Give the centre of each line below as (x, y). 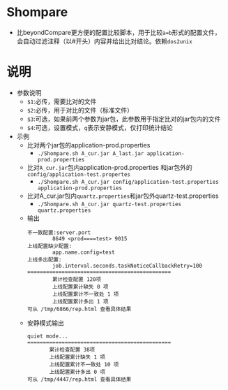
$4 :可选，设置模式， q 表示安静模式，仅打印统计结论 (100, 127)
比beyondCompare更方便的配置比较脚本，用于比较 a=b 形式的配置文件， (119, 32)
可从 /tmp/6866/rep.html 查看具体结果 (79, 309)
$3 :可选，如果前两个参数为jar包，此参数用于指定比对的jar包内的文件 (124, 119)
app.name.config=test (84, 252)
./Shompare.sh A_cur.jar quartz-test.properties (109, 204)
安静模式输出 (45, 323)
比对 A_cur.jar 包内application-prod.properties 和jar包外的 (109, 167)
